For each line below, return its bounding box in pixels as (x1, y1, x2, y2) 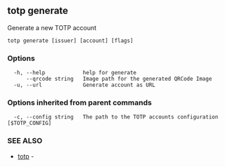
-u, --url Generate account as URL (13, 81, 156, 89)
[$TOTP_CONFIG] (7, 120, 52, 127)
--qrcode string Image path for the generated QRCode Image (25, 76, 212, 83)
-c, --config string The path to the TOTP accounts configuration (13, 114, 219, 121)
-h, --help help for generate (13, 69, 137, 76)
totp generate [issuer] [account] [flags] (7, 37, 134, 44)
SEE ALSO (7, 136, 43, 146)
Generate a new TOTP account (7, 23, 97, 32)
